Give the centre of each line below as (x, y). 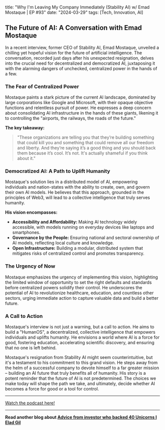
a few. (11, 74)
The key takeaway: (25, 128)
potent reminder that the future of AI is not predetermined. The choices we (81, 378)
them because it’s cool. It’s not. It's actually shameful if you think (82, 153)
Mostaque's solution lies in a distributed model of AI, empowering (71, 182)
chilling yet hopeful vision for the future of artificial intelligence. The (74, 53)
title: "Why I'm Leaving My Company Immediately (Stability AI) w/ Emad (77, 7)
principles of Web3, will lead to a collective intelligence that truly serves (78, 197)
